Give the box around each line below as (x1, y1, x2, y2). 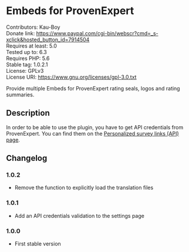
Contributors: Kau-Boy (6, 23, 60, 31)
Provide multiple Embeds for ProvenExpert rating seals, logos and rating (6, 85, 180, 92)
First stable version (14, 240, 62, 247)
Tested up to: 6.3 (6, 48, 47, 55)
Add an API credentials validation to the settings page (14, 212, 145, 219)
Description (6, 108, 50, 118)
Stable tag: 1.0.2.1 (6, 61, 48, 68)
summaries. (6, 91, 35, 98)
